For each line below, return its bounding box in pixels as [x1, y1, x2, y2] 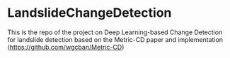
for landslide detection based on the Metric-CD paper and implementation [7, 35, 224, 43]
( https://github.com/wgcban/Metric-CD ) [7, 43, 125, 51]
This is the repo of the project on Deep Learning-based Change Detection [7, 28, 223, 36]
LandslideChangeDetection [7, 5, 172, 21]
